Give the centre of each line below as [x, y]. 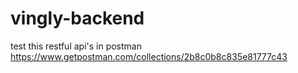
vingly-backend [77, 18]
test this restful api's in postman [76, 46]
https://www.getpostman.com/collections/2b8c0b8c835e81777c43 [149, 56]
